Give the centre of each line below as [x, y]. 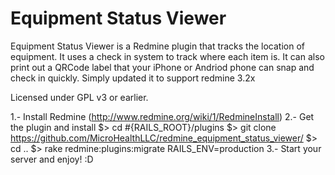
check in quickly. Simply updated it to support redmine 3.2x [133, 78]
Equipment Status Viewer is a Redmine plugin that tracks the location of [158, 46]
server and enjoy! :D [52, 159]
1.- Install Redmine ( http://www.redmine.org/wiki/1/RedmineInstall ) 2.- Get [162, 116]
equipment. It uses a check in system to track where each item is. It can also [167, 56]
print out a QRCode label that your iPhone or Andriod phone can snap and [162, 67]
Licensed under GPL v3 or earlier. [79, 97]
